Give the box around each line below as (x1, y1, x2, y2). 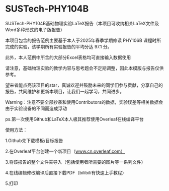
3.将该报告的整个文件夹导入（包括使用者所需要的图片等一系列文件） (5, 159, 146, 165)
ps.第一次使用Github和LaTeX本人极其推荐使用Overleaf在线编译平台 (5, 116, 144, 122)
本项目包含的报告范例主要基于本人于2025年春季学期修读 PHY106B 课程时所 (5, 37, 161, 43)
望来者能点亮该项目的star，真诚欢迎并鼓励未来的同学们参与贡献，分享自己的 (5, 82, 163, 88)
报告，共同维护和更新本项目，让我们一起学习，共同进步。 (5, 88, 124, 94)
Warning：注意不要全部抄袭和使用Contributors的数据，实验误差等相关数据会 (5, 99, 163, 105)
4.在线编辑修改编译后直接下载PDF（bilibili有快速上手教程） (5, 169, 127, 175)
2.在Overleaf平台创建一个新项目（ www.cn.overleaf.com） (5, 148, 125, 154)
